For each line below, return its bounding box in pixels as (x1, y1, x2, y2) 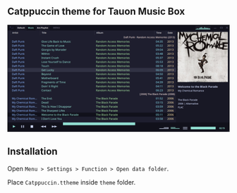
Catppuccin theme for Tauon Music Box (7, 6, 186, 18)
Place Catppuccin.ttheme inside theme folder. (7, 178, 136, 186)
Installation (7, 146, 58, 158)
